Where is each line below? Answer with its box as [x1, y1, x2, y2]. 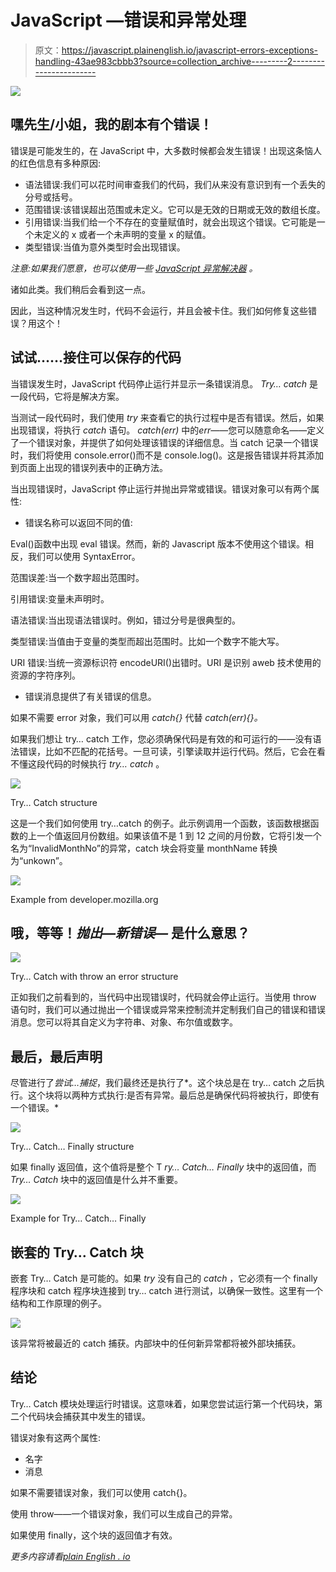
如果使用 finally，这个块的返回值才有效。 [10, 1529, 178, 1541]
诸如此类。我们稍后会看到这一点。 [10, 283, 151, 295]
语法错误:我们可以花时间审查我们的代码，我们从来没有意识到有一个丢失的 [24, 178, 326, 190]
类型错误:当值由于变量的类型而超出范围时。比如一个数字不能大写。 [10, 635, 285, 647]
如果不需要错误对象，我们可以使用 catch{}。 [10, 1486, 193, 1498]
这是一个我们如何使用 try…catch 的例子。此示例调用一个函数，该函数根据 [10, 817, 311, 829]
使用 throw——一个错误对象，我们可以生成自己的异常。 [10, 1507, 238, 1520]
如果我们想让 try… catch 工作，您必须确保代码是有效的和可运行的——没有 [10, 732, 313, 745]
